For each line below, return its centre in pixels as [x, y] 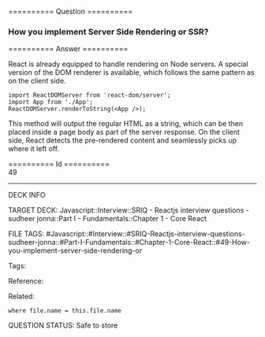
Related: [22, 296]
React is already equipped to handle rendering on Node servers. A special [128, 64]
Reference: [26, 281]
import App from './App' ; [50, 102]
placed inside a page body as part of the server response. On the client [124, 132]
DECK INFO [27, 195]
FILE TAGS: [26, 234]
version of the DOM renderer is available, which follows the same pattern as [131, 72]
